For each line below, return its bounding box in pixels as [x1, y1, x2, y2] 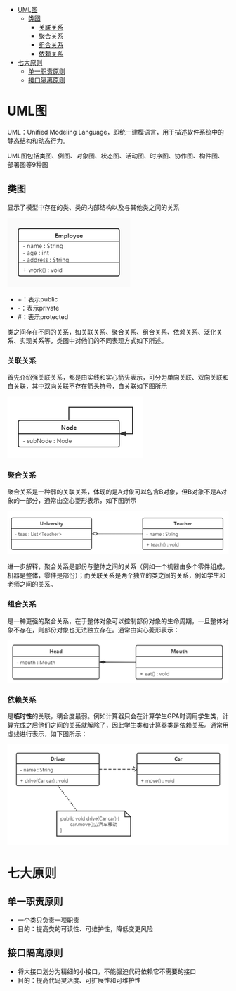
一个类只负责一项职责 [17, 916, 79, 924]
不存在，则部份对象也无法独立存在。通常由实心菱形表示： [13, 625, 180, 634]
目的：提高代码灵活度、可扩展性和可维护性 [17, 976, 141, 984]
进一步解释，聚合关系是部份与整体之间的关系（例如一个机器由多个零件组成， [7, 562, 229, 571]
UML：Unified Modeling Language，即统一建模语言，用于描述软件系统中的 [7, 127, 225, 136]
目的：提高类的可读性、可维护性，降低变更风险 [17, 924, 153, 933]
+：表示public [17, 294, 58, 304]
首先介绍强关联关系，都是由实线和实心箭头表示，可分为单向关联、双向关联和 [7, 373, 229, 382]
